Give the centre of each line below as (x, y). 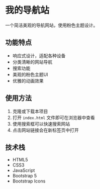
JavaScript (24, 170)
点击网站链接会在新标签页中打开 (45, 130)
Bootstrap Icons (29, 181)
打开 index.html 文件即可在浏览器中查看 (54, 117)
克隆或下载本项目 (30, 111)
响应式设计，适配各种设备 (39, 55)
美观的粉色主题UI (30, 74)
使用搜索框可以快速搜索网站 (41, 124)
